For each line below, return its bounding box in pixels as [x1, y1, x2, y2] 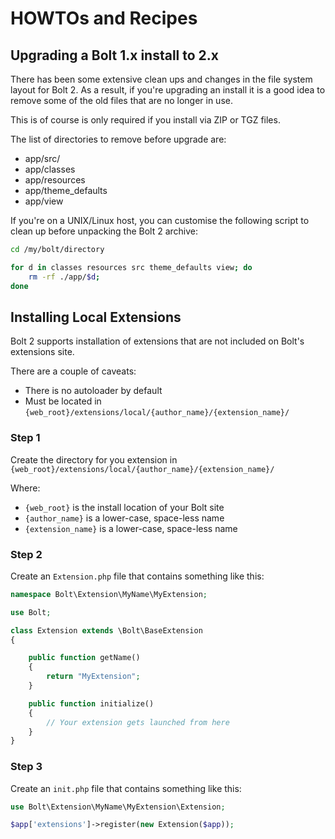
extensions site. [10, 346, 75, 358]
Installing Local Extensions [10, 308, 182, 326]
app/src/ [24, 153, 61, 164]
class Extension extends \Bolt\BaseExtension [10, 625, 203, 636]
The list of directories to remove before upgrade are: [10, 133, 227, 145]
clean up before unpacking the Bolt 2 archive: [10, 225, 199, 237]
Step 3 [10, 760, 43, 774]
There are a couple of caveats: [10, 365, 137, 377]
